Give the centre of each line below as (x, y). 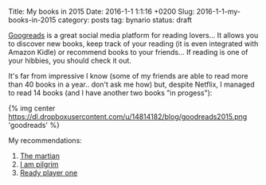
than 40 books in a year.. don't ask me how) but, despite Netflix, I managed (131, 84)
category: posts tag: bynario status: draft (125, 20)
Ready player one (49, 173)
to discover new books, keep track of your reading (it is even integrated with (133, 44)
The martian (39, 156)
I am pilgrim (39, 164)
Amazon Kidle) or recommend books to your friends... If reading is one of (128, 52)
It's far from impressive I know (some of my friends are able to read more (128, 76)
